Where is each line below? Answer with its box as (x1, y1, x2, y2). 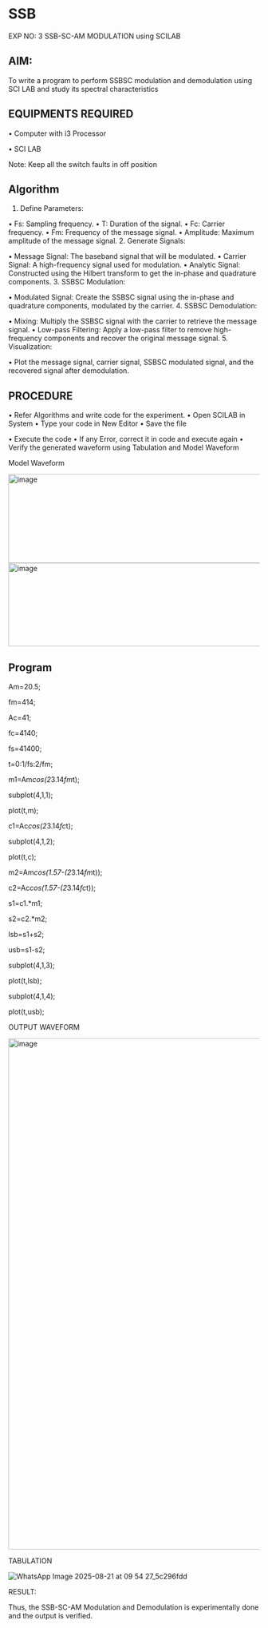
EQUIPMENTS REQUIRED (8, 107, 134, 121)
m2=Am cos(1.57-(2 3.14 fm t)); (8, 868, 103, 877)
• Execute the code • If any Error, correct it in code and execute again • (8, 435, 244, 444)
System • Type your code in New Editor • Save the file (8, 419, 187, 428)
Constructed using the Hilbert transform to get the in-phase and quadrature (8, 268, 257, 278)
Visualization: (8, 342, 53, 351)
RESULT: (8, 1587, 37, 1596)
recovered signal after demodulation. (8, 366, 130, 375)
